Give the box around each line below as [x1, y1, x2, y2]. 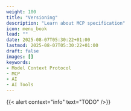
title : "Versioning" [6, 14, 59, 21]
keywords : [6, 59, 31, 65]
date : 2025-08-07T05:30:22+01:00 [6, 37, 91, 43]
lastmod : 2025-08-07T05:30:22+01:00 [6, 43, 98, 49]
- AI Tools [6, 82, 34, 88]
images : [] [6, 54, 34, 60]
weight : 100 [6, 8, 36, 15]
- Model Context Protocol [6, 65, 71, 71]
